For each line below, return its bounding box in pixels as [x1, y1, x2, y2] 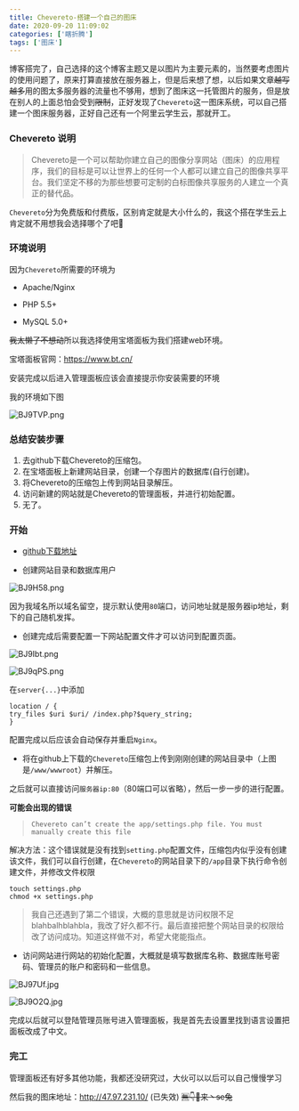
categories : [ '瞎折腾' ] [9, 29, 93, 38]
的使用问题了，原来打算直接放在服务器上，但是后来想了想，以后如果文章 [9, 75, 274, 85]
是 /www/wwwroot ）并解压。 [21, 765, 117, 775]
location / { [9, 702, 58, 711]
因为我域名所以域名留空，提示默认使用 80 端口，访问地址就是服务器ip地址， [9, 601, 282, 612]
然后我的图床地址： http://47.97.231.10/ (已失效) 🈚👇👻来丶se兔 [9, 1091, 233, 1102]
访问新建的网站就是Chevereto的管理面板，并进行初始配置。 [21, 489, 240, 499]
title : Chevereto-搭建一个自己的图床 [9, 12, 137, 22]
